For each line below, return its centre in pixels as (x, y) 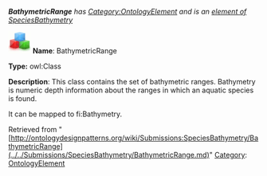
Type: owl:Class (35, 66)
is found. (23, 98)
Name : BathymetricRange (75, 51)
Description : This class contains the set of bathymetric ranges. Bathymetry (132, 82)
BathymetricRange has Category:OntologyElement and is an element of (128, 12)
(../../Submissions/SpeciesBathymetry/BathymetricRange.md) (109, 155)
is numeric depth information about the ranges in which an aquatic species (131, 90)
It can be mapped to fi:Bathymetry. (65, 114)
